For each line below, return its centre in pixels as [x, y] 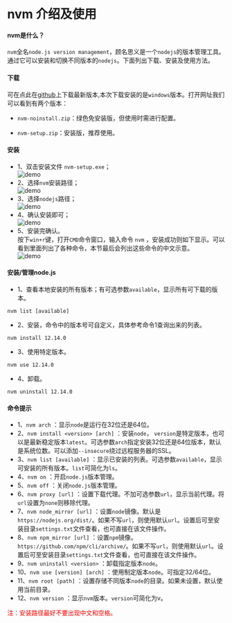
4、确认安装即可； [44, 214]
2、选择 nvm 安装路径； [48, 182]
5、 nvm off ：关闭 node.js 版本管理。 [69, 486]
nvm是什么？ [26, 35]
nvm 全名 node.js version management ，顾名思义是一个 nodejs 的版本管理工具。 [116, 52]
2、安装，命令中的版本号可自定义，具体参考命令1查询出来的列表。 [111, 325]
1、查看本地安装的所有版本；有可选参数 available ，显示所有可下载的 [114, 289]
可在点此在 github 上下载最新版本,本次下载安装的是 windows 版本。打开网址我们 [116, 94]
